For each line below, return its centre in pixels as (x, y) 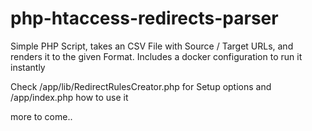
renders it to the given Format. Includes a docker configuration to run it (156, 56)
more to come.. (41, 116)
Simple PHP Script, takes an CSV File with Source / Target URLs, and (152, 46)
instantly (28, 67)
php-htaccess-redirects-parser (144, 18)
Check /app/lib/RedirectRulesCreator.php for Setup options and (141, 86)
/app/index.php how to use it (69, 97)
